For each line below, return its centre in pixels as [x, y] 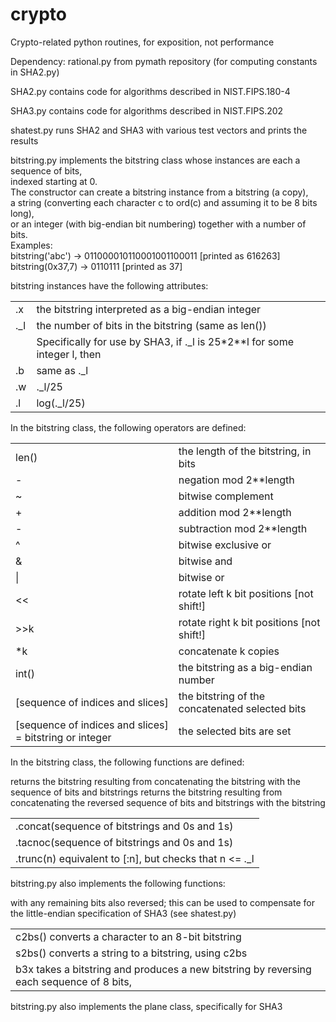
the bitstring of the [221, 696]
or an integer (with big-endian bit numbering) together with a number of [158, 224]
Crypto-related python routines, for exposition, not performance [142, 42]
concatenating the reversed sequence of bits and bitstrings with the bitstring [168, 802]
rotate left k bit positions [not [246, 593]
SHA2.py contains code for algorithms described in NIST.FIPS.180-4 [150, 91]
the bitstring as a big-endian [245, 667]
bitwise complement [226, 496]
